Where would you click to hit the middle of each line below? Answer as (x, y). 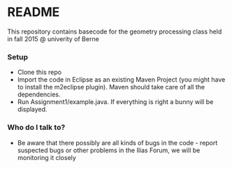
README (34, 12)
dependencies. (39, 94)
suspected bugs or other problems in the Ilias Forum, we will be (109, 150)
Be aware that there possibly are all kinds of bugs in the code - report (117, 142)
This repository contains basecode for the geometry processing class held (115, 31)
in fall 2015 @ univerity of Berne (53, 38)
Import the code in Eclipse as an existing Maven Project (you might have (121, 80)
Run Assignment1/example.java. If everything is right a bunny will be (115, 102)
